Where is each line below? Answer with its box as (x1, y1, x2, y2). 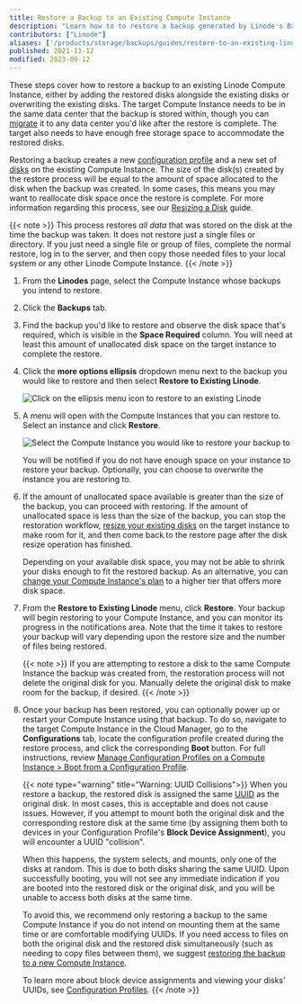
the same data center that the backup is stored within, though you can (9, 109, 270, 119)
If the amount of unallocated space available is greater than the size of (22, 491, 284, 502)
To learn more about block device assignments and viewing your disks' (22, 975, 286, 985)
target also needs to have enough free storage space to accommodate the (9, 128, 285, 138)
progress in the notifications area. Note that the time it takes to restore (22, 622, 283, 632)
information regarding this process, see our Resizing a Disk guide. (9, 202, 253, 212)
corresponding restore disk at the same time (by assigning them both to (22, 818, 289, 828)
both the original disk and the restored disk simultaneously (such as (22, 938, 274, 949)
